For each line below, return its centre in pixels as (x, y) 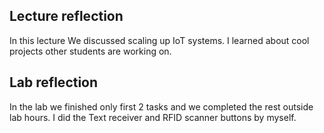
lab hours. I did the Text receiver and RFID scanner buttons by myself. (153, 117)
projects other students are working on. (90, 51)
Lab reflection (54, 82)
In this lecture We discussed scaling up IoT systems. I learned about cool (159, 40)
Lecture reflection (66, 16)
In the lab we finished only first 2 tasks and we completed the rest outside (161, 106)
